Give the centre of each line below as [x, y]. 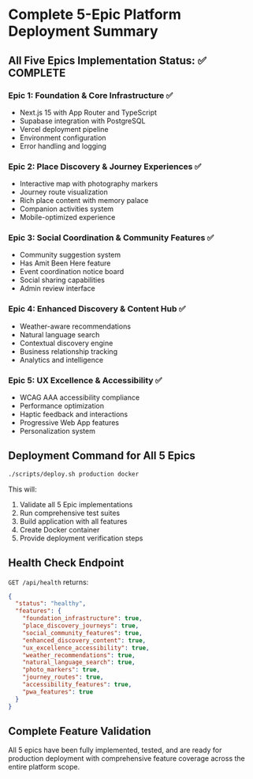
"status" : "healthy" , [51, 604]
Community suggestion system [70, 255]
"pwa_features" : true [58, 692]
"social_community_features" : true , [83, 633]
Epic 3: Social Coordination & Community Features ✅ [111, 238]
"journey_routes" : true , [63, 677]
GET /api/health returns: [48, 581]
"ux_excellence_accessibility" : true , [86, 648]
